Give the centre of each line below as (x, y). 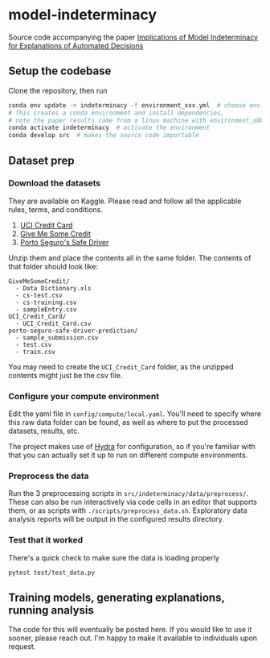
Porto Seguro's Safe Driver (64, 242)
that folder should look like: (53, 266)
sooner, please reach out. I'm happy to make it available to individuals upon (133, 638)
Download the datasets (55, 183)
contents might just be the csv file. (65, 375)
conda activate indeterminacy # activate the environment (109, 128)
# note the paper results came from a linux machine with (107, 120)
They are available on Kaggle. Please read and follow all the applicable (125, 201)
